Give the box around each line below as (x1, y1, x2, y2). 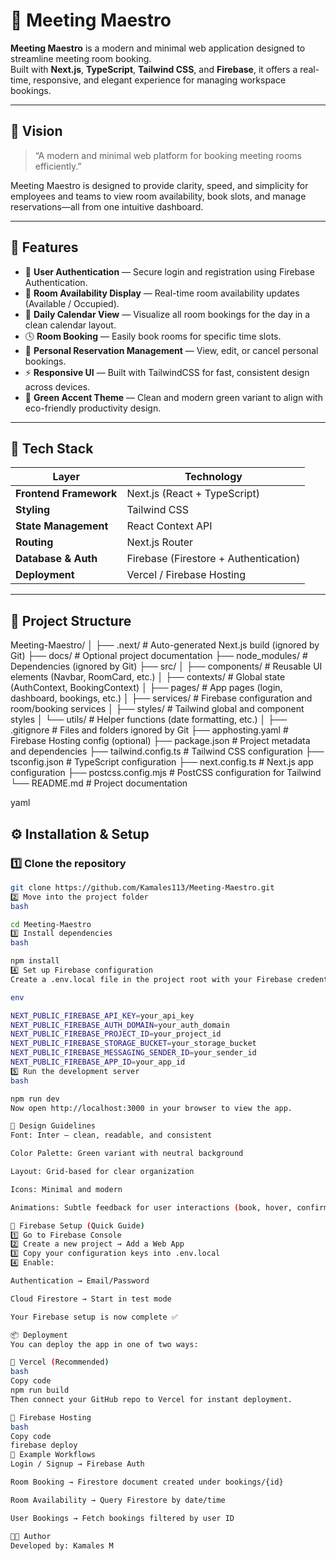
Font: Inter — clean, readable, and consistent (10, 1130, 213, 1141)
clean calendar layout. (24, 319, 117, 331)
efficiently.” (34, 160, 82, 172)
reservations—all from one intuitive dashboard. (10, 200, 204, 213)
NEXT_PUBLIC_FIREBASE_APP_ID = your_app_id (10, 1057, 186, 1067)
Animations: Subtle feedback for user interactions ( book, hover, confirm (10, 1202, 329, 1213)
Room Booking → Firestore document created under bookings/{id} (10, 1477, 284, 1487)
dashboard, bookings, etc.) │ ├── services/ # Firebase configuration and (10, 692, 313, 704)
